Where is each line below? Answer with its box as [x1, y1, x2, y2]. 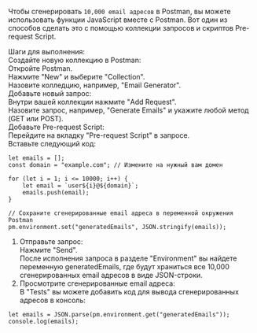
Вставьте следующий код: [8, 139, 97, 148]
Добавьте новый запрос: [8, 89, 92, 98]
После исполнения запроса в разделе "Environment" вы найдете [19, 253, 237, 263]
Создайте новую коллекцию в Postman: [8, 55, 141, 65]
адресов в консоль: [19, 295, 86, 305]
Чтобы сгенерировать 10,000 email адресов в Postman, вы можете [8, 7, 232, 16]
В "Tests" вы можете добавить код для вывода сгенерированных [19, 287, 240, 296]
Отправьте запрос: [19, 237, 83, 246]
